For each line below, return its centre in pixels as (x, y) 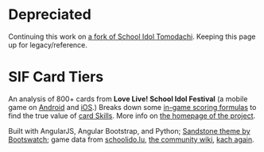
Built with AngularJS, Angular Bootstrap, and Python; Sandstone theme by (129, 131)
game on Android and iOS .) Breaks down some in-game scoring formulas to (132, 107)
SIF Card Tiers (56, 77)
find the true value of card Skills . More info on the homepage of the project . (132, 116)
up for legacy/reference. (48, 44)
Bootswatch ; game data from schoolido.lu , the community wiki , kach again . (131, 139)
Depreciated (50, 15)
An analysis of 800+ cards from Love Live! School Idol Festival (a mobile (128, 99)
